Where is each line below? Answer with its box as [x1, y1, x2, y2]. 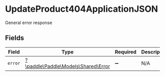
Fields [5, 34, 25, 42]
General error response [5, 20, 53, 25]
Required [114, 48, 137, 55]
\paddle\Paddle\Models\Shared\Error [25, 63, 110, 70]
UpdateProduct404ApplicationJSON [5, 3, 158, 15]
